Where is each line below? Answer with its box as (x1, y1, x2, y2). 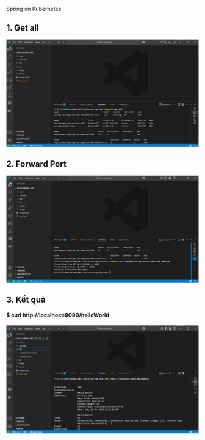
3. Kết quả (6, 294, 46, 305)
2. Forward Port (6, 159, 67, 170)
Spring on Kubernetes (6, 5, 62, 12)
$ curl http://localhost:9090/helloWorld (6, 311, 110, 319)
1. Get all (6, 23, 39, 33)
